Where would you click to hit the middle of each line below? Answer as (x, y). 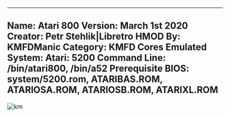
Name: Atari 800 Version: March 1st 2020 (98, 26)
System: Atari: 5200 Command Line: (87, 58)
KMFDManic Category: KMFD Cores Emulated (107, 48)
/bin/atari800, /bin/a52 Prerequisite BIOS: (98, 69)
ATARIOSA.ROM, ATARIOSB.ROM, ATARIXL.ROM (113, 90)
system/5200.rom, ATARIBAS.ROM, (85, 79)
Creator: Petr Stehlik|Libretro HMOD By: (94, 37)
